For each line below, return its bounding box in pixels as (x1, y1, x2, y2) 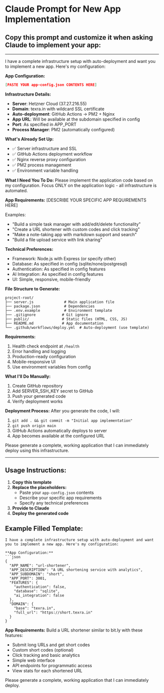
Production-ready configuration (12, 353, 76, 359)
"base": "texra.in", (14, 606, 56, 611)
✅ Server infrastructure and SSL (12, 145, 77, 151)
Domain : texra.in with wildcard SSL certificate (12, 106, 105, 112)
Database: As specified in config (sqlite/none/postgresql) (12, 261, 128, 266)
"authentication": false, (14, 584, 67, 589)
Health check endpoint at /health (12, 343, 80, 349)
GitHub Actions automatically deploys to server (12, 428, 107, 433)
